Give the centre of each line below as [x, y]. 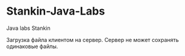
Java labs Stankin [28, 28]
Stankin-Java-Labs [56, 11]
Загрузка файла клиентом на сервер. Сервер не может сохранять [93, 40]
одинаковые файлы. [32, 46]
